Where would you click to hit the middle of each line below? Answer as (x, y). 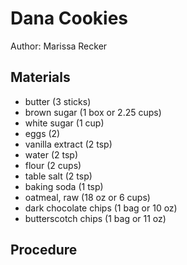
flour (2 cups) (53, 165)
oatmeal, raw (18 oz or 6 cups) (87, 197)
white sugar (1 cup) (64, 123)
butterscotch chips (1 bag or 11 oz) (95, 218)
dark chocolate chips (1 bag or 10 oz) (101, 208)
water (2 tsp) (51, 154)
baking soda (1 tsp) (64, 186)
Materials (40, 77)
